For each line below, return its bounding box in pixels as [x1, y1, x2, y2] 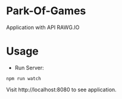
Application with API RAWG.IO [6, 24, 80, 31]
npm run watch [6, 75, 42, 81]
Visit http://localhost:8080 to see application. [6, 86, 117, 93]
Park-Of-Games [6, 4, 86, 18]
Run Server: [14, 64, 44, 71]
